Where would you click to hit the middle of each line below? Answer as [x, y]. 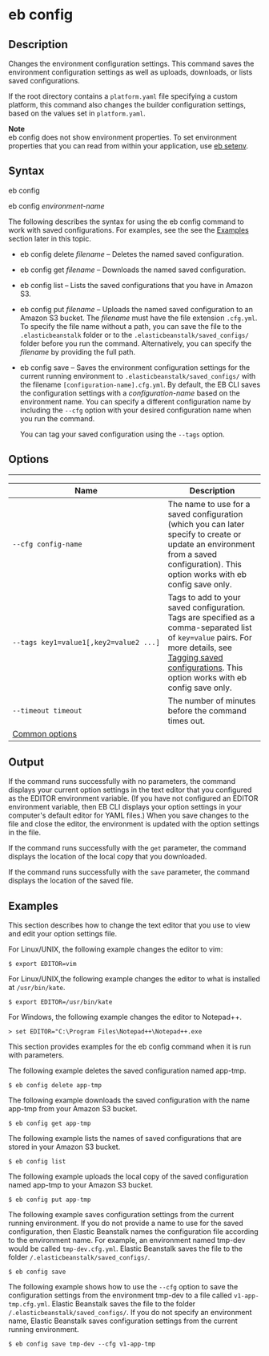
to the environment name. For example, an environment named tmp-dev [127, 1240]
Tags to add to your [204, 597]
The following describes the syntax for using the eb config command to [126, 221]
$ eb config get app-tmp [50, 1124]
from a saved [193, 554]
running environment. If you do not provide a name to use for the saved [126, 1223]
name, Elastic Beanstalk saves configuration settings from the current [123, 1321]
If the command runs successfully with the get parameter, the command [127, 848]
